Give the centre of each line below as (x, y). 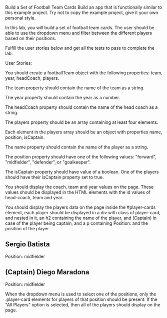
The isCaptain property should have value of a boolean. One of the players (82, 172)
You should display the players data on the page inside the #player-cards (80, 207)
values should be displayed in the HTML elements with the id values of (78, 192)
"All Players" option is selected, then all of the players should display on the (83, 304)
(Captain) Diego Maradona (47, 272)
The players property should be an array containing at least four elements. (82, 122)
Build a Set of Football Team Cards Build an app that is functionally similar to (84, 7)
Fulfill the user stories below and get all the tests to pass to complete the (80, 48)
